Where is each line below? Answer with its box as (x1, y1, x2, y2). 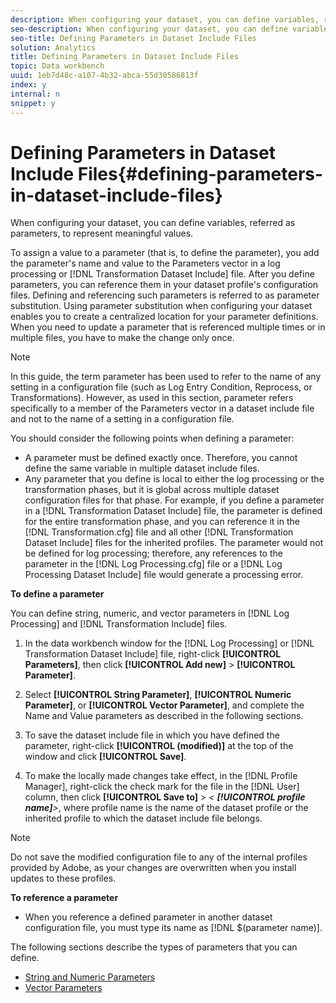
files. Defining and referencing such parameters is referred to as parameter (10, 289, 320, 301)
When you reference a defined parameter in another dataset (24, 911, 273, 923)
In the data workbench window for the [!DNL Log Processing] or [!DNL (24, 637, 315, 650)
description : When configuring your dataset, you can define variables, (10, 14, 320, 25)
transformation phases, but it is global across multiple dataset (24, 484, 280, 496)
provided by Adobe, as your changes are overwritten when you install (10, 862, 297, 874)
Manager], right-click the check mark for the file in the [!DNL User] (24, 781, 300, 793)
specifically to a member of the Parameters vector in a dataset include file (10, 402, 315, 415)
